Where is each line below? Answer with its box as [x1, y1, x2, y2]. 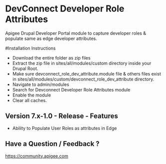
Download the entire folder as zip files [12, 54, 91, 60]
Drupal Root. [12, 65, 38, 71]
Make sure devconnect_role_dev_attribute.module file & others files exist [12, 70, 161, 76]
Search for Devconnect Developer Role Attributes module [12, 86, 131, 92]
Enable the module [12, 92, 51, 98]
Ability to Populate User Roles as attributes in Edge [12, 125, 117, 131]
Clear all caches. [12, 97, 47, 103]
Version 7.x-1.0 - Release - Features [5, 112, 118, 120]
